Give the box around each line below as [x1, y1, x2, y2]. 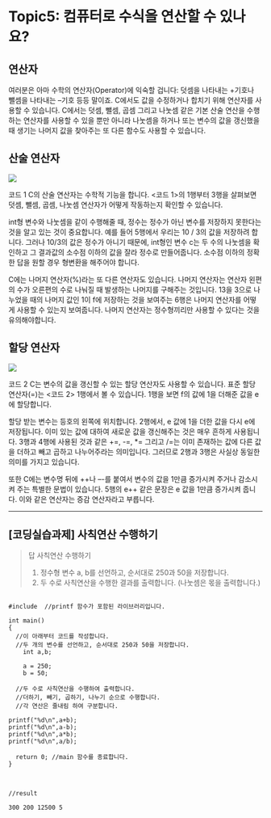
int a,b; [23, 648, 52, 656]
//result [8, 790, 38, 798]
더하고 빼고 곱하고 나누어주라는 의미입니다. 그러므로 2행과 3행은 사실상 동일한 [16, 446, 261, 457]
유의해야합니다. [8, 314, 56, 324]
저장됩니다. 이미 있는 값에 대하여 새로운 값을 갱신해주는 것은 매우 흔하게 [8, 426, 232, 436]
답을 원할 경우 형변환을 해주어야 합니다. [16, 257, 140, 267]
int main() [8, 617, 45, 625]
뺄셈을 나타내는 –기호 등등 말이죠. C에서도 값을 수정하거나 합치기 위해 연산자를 [8, 95, 254, 105]
